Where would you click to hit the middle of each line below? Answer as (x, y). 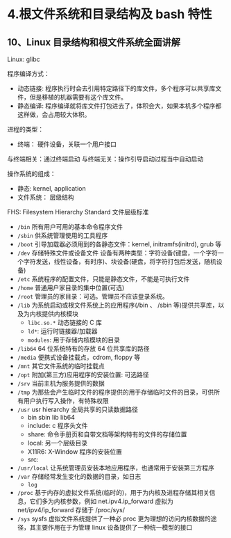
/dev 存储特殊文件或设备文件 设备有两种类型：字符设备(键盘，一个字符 (118, 253)
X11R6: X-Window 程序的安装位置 (75, 452)
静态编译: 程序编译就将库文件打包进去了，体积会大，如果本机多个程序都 (119, 106)
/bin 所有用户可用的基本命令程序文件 (70, 227)
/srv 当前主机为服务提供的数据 (61, 383)
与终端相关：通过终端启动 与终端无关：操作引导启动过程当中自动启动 (105, 159)
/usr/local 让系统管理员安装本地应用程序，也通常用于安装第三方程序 (116, 468)
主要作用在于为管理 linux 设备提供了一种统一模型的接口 (114, 527)
